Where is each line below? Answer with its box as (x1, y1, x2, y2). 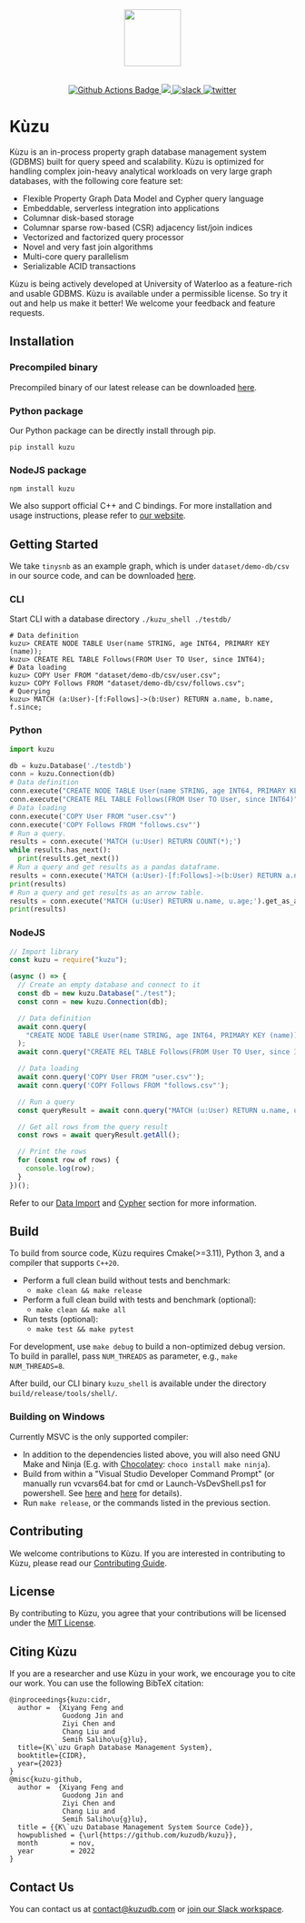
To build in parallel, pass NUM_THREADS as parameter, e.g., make (9, 1351, 238, 1361)
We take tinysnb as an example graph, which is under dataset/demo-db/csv (9, 561, 290, 572)
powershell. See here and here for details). (22, 1487, 182, 1498)
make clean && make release (35, 1287, 143, 1296)
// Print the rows (17, 1147, 88, 1157)
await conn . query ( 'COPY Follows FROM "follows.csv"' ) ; (17, 1080, 230, 1090)
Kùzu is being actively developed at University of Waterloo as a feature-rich (9, 278, 292, 289)
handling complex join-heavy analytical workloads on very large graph (9, 166, 272, 177)
